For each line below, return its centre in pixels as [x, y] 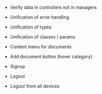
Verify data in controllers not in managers [53, 7]
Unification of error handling [40, 17]
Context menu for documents [41, 47]
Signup [18, 66]
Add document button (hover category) [51, 56]
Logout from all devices [35, 86]
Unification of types [31, 27]
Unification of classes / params [43, 37]
